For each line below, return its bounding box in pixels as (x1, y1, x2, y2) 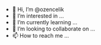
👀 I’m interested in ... (12, 12, 64, 19)
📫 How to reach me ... (12, 32, 69, 39)
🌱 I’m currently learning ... (12, 19, 78, 26)
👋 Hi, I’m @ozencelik (12, 6, 64, 13)
